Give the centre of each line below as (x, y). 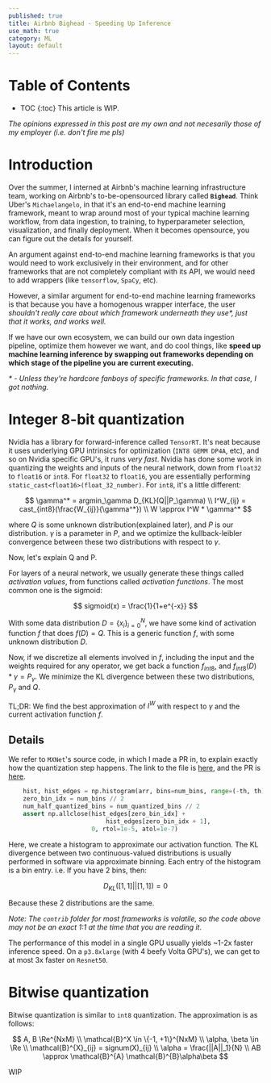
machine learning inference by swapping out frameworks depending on (131, 354)
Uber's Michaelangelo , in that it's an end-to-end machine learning (117, 204)
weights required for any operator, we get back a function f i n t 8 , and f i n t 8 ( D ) (132, 667)
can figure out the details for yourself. (71, 238)
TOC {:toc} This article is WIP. (69, 108)
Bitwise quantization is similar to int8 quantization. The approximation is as (133, 1015)
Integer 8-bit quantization (97, 420)
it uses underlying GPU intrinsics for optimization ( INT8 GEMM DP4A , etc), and (134, 450)
